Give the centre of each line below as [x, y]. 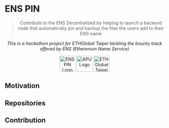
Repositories [25, 103]
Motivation [22, 86]
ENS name [91, 33]
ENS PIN [22, 9]
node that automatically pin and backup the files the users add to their [91, 28]
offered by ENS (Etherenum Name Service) [85, 49]
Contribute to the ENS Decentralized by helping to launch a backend [91, 23]
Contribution [25, 120]
